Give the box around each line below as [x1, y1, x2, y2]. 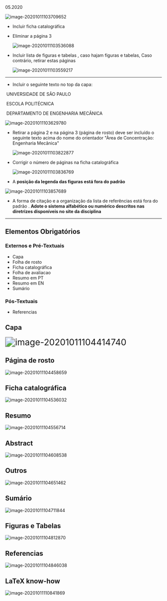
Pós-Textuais [5, 298, 38, 304]
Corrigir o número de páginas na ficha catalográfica [12, 159, 119, 165]
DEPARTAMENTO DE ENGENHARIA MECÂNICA [6, 110, 103, 116]
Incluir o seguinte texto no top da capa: [12, 81, 93, 87]
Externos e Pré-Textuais [5, 242, 65, 249]
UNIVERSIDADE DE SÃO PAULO [6, 91, 71, 97]
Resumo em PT [12, 275, 44, 281]
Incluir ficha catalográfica [12, 23, 65, 29]
